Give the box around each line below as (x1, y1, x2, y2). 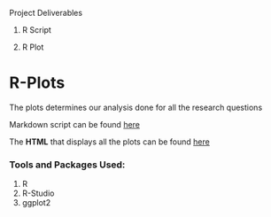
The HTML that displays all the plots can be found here (9, 136, 210, 147)
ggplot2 (21, 198, 51, 208)
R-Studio (21, 188, 55, 198)
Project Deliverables (9, 8, 82, 18)
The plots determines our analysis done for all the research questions (9, 102, 263, 112)
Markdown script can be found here (9, 119, 140, 129)
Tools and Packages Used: (9, 159, 126, 171)
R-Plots (9, 73, 66, 93)
